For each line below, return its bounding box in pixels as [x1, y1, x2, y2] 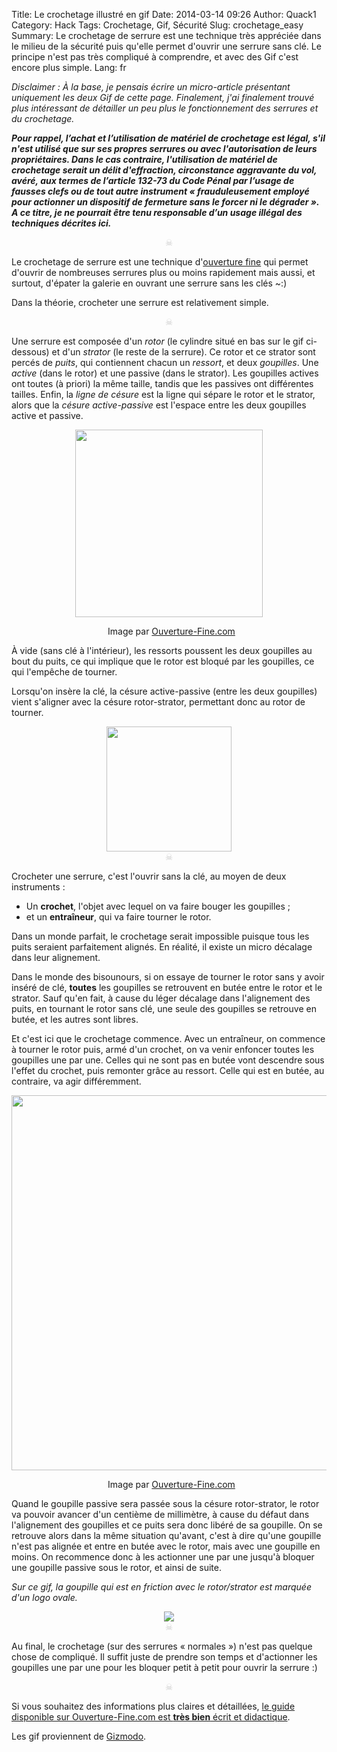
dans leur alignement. [11, 952, 101, 963]
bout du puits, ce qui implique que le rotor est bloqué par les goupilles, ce [11, 655, 315, 667]
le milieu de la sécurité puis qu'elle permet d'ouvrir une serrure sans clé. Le [11, 40, 322, 52]
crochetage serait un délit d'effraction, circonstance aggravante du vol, [11, 164, 318, 176]
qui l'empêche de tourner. [11, 666, 118, 678]
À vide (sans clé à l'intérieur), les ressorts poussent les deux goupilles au [11, 645, 313, 656]
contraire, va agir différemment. [11, 1075, 142, 1087]
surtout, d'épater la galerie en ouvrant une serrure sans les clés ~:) [11, 277, 288, 289]
